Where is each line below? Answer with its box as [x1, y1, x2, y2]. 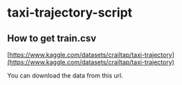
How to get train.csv [7, 32, 97, 44]
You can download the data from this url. [7, 71, 123, 79]
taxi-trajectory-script [7, 5, 133, 21]
